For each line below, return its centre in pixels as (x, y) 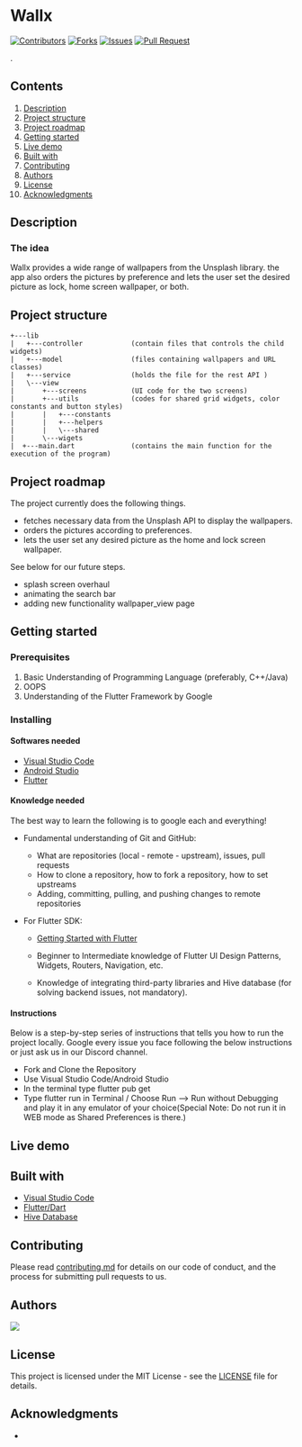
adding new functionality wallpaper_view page (109, 603)
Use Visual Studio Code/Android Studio (96, 1079)
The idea (30, 249)
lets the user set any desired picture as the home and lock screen (144, 540)
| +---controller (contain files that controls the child (147, 344)
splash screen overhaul (67, 584)
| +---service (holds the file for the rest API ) (139, 375)
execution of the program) (61, 454)
